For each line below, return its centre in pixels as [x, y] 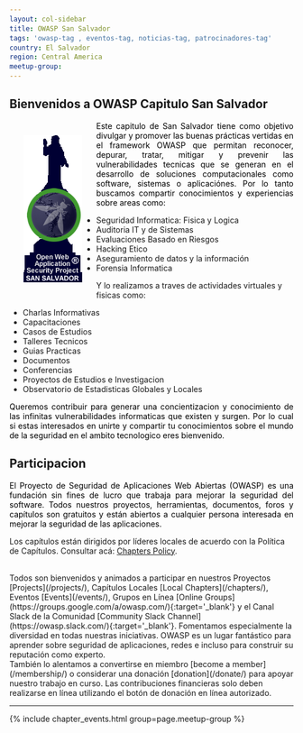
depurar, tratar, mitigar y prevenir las [195, 154]
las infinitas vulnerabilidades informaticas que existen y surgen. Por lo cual [151, 416]
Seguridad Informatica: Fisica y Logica [167, 220]
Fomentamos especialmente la [236, 626]
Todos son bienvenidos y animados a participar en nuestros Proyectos [140, 578]
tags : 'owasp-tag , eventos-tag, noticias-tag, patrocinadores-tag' [141, 38]
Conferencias [47, 370]
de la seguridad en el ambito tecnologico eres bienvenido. [117, 435]
